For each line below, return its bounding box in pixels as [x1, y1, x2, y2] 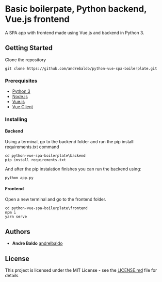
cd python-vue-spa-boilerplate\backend [5, 153, 86, 158]
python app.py [5, 176, 34, 181]
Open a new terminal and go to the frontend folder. [5, 197, 107, 202]
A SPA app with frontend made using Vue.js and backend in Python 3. [5, 30, 145, 35]
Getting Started [5, 44, 53, 52]
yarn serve [5, 215, 27, 219]
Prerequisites [5, 77, 37, 84]
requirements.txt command [5, 144, 59, 150]
